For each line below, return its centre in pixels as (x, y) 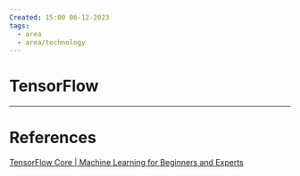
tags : (19, 26)
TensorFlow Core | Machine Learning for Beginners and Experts (126, 163)
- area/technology (52, 42)
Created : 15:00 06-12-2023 (59, 17)
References (53, 138)
